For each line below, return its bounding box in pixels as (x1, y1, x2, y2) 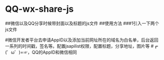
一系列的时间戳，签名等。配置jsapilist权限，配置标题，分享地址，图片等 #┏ (5, 43, 159, 49)
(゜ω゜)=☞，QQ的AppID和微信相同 (5, 49, 77, 55)
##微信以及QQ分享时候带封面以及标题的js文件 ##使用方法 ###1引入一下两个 (5, 20, 159, 26)
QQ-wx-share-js (5, 3, 74, 15)
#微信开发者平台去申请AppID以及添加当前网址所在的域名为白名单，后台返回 (5, 37, 159, 43)
